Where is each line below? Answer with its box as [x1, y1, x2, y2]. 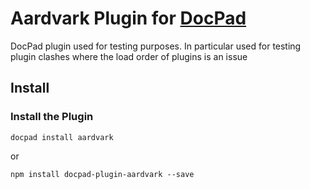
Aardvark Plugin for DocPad [10, 7, 247, 30]
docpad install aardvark [10, 132, 114, 142]
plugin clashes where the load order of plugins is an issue [10, 50, 248, 62]
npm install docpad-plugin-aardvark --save [10, 169, 195, 179]
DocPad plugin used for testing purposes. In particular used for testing [10, 40, 302, 52]
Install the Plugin [10, 110, 94, 124]
